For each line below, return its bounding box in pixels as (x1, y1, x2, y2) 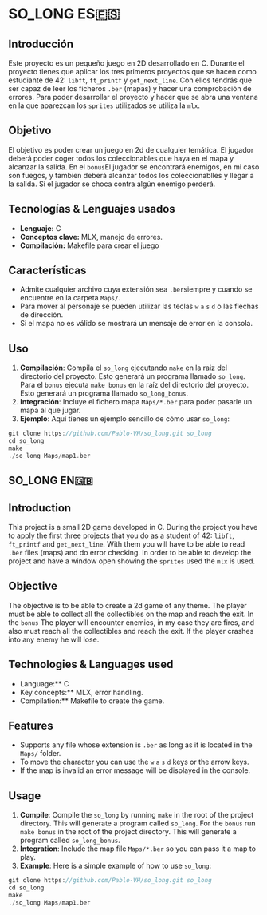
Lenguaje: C (19, 223, 61, 233)
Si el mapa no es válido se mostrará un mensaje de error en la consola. (19, 319, 253, 328)
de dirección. (19, 310, 64, 320)
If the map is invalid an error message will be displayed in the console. (19, 766, 251, 775)
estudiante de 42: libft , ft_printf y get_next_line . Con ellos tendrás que (8, 75, 253, 85)
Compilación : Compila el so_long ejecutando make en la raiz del (19, 363, 228, 372)
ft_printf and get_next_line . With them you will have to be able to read (8, 539, 245, 548)
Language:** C (19, 678, 69, 688)
